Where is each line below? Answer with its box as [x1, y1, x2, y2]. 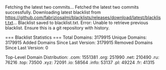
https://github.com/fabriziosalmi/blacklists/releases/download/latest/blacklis [5, 15, 161, 20]
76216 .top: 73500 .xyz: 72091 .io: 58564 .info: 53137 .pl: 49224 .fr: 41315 [5, 60, 155, 65]
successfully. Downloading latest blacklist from [5, 9, 101, 15]
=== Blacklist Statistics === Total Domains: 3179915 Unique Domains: [5, 34, 147, 40]
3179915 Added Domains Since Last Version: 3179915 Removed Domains [5, 40, 153, 46]
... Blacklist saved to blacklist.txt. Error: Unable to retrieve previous [13, 20, 148, 25]
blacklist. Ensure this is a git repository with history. [5, 25, 110, 31]
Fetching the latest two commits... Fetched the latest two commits [5, 4, 139, 10]
